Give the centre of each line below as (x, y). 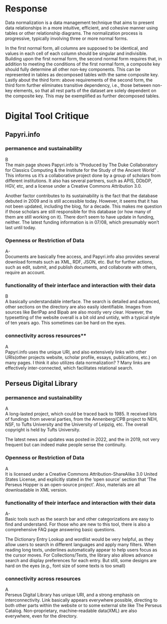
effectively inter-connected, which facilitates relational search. (69, 368)
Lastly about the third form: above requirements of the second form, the (79, 80)
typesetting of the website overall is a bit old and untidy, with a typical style (83, 317)
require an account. (25, 273)
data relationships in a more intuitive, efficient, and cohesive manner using (82, 27)
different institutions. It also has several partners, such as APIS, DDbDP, (79, 181)
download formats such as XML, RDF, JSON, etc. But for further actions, (79, 262)
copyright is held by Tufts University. (43, 430)
